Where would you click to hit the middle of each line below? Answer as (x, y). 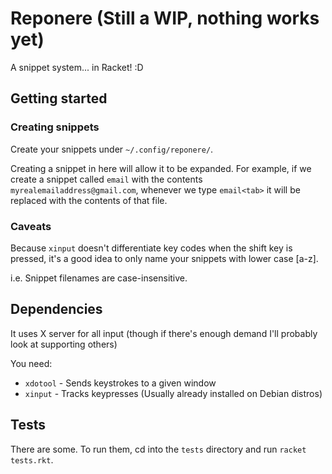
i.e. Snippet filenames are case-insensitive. (99, 278)
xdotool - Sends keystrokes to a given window (120, 383)
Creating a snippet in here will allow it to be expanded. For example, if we (161, 168)
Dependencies (56, 309)
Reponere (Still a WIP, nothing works (165, 18)
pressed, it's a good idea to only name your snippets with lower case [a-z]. (164, 258)
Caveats (31, 226)
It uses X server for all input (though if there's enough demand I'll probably (164, 333)
